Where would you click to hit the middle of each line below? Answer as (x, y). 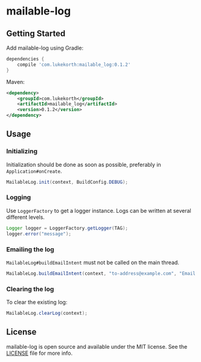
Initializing (22, 151)
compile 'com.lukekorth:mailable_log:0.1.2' (74, 65)
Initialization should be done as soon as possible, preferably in (84, 164)
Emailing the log (30, 249)
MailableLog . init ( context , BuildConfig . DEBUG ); (67, 182)
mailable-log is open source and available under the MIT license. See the (97, 346)
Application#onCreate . (34, 171)
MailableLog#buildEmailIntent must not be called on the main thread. (93, 262)
